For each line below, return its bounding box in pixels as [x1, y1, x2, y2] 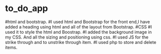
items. [5, 44, 18, 50]
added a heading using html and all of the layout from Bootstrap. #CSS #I [5, 24, 152, 29]
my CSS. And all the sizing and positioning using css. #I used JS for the [5, 34, 149, 40]
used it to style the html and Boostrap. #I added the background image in [5, 29, 152, 35]
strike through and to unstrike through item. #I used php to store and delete [5, 39, 157, 45]
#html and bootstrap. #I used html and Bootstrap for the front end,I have [5, 19, 150, 25]
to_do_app [5, 3, 48, 14]
